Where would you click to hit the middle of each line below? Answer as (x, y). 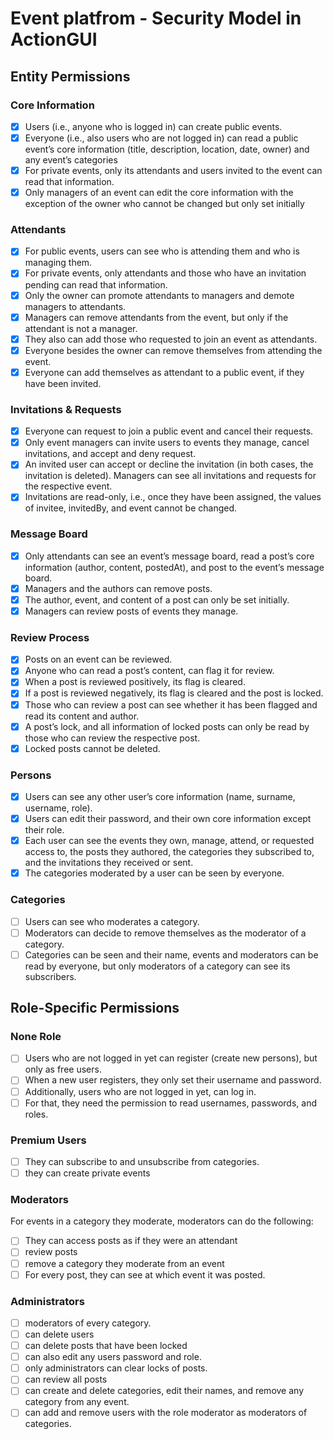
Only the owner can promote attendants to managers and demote (159, 295)
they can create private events (87, 1173)
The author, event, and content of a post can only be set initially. (157, 599)
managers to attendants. (75, 306)
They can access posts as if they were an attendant (131, 1241)
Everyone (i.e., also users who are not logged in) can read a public (161, 138)
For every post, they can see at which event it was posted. (145, 1274)
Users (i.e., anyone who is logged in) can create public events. (153, 126)
